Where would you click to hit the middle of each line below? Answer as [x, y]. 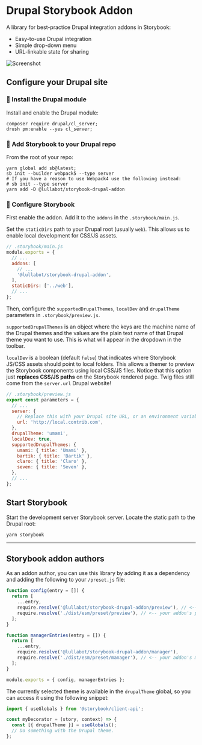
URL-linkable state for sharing [52, 51]
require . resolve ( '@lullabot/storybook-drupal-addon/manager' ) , [98, 652]
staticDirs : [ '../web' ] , [43, 286]
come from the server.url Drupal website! [59, 383]
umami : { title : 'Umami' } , [52, 450]
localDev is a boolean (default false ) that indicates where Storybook [91, 357]
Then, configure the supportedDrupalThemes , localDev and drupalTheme [93, 309]
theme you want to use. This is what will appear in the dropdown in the [94, 339]
